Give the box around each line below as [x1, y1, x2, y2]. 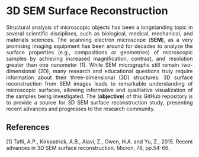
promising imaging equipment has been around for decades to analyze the [6, 42, 193, 50]
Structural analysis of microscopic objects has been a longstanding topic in [6, 24, 193, 31]
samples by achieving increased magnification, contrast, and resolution [6, 55, 193, 62]
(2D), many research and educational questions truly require [38, 67, 193, 74]
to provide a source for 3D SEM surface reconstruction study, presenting [6, 99, 193, 106]
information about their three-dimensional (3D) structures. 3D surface [6, 74, 193, 81]
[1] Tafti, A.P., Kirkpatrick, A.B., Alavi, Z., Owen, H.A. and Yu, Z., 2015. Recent [6, 138, 193, 145]
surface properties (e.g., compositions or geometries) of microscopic [6, 48, 193, 55]
